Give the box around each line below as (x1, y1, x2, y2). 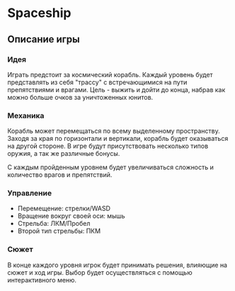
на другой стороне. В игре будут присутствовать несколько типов (7, 142, 209, 150)
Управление (7, 188, 52, 198)
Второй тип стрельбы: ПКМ (17, 227, 101, 235)
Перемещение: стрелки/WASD (17, 204, 111, 213)
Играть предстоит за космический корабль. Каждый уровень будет (7, 70, 214, 79)
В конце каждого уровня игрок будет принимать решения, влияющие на (7, 261, 228, 269)
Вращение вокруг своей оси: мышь (17, 212, 125, 220)
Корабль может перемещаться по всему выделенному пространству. (7, 127, 221, 135)
